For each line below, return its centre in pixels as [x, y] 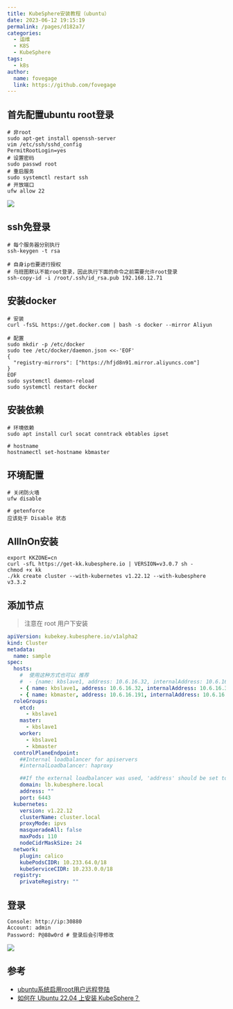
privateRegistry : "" [49, 882]
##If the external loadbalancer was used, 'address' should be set [119, 778]
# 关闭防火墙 [23, 493]
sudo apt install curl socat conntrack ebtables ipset [88, 434]
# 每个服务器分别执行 [34, 245]
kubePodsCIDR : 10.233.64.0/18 [63, 862]
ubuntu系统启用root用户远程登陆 [63, 989]
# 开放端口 [21, 185]
